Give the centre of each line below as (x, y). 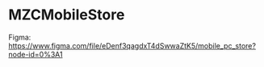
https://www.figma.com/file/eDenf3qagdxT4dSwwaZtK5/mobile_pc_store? (132, 45)
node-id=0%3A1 (36, 54)
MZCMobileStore (67, 15)
